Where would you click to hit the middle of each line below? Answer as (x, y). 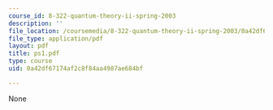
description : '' (36, 23)
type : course (30, 61)
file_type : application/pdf (56, 38)
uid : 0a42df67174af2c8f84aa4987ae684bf (76, 69)
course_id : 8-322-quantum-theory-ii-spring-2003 (92, 16)
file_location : (34, 31)
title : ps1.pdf (34, 53)
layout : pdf (28, 46)
